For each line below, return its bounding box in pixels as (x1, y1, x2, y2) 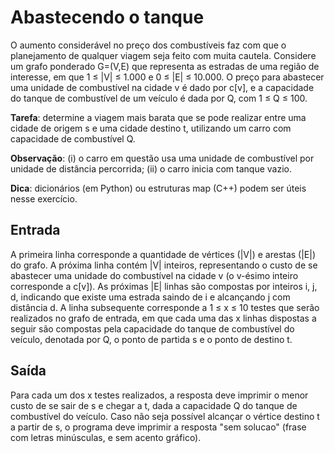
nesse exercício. (10, 192, 78, 205)
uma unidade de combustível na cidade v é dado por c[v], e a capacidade (10, 81, 315, 93)
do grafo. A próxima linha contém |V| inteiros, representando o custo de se (10, 259, 318, 271)
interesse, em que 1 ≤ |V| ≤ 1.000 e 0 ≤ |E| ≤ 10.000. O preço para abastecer (10, 71, 325, 83)
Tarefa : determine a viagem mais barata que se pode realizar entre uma (10, 111, 307, 123)
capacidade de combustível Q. (10, 132, 136, 145)
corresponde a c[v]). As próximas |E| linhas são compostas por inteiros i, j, (10, 280, 318, 292)
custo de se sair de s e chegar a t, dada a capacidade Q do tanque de (10, 399, 298, 411)
